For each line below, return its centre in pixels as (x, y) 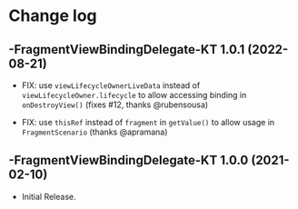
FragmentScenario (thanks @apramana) (94, 132)
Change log (53, 16)
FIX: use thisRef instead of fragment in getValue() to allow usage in (148, 122)
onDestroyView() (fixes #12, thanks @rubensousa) (115, 104)
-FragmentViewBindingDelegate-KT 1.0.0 (129, 160)
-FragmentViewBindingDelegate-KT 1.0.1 (127, 50)
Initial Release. (49, 196)
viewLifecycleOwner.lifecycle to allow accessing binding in (134, 95)
